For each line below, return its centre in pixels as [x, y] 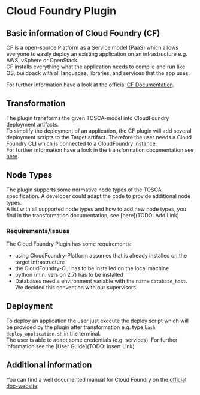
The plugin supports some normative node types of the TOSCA [84, 190]
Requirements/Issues [38, 231]
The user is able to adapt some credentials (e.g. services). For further [92, 340]
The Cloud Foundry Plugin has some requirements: [69, 244]
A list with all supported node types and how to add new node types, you [96, 209]
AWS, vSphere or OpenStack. [43, 60]
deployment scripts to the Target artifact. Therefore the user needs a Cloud [99, 137]
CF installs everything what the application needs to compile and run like [96, 67]
